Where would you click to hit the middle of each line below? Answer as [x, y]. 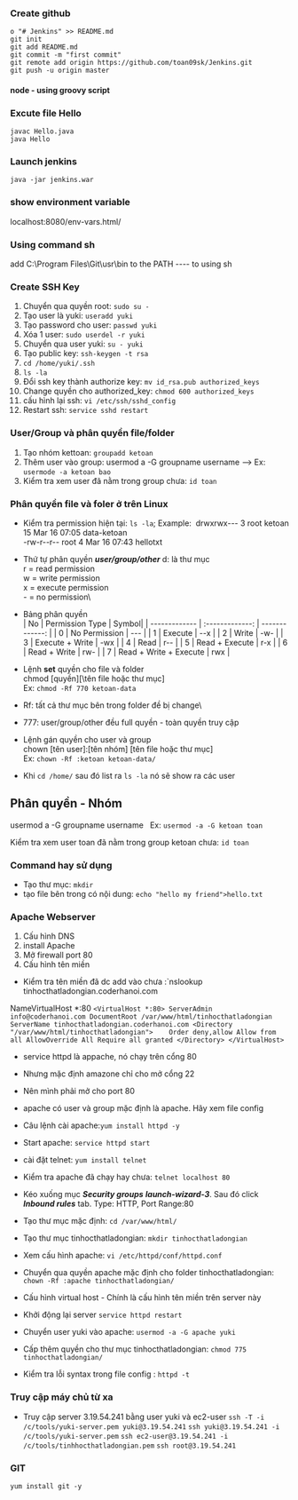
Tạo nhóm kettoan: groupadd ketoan [88, 452]
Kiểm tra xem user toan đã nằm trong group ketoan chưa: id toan [129, 842]
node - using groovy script [60, 90]
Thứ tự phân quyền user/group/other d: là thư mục [117, 559]
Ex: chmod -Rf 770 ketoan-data [79, 687]
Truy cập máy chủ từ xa [62, 1397]
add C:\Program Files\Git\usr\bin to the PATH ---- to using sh [122, 264]
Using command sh [53, 244]
